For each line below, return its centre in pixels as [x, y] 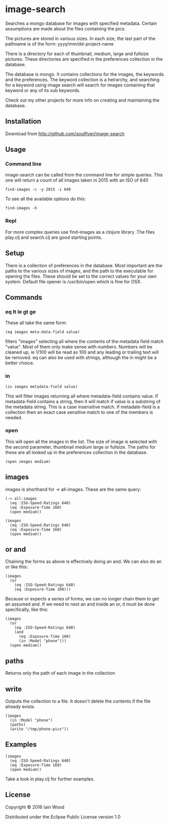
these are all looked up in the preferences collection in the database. [76, 452]
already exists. [20, 707]
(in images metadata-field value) [42, 386]
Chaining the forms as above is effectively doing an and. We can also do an [83, 561]
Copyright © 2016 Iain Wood [35, 807]
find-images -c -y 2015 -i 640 [38, 190]
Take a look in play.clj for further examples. [50, 779]
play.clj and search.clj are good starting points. [54, 237]
